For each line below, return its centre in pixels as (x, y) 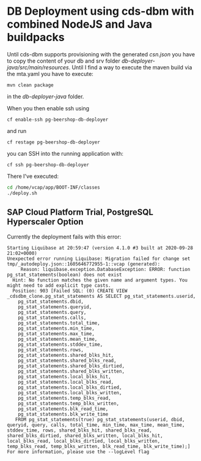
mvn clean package (30, 85)
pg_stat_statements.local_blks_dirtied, (70, 387)
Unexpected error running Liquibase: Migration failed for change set (99, 259)
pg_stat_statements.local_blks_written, (70, 393)
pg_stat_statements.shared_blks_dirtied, (71, 366)
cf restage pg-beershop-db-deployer (53, 142)
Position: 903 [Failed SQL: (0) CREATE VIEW (70, 291)
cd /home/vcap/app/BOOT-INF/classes (53, 187)
